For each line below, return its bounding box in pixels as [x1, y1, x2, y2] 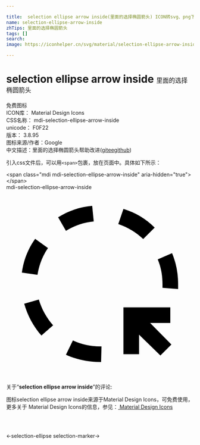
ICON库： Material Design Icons [6, 109, 85, 116]
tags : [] [6, 30, 28, 36]
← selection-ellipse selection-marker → [6, 432, 100, 439]
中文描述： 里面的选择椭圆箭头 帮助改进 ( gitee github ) [6, 146, 132, 153]
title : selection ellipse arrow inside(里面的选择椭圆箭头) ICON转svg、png [6, 14, 191, 20]
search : [6, 36, 26, 42]
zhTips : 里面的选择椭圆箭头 [6, 25, 68, 31]
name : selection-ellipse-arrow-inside [6, 19, 102, 26]
